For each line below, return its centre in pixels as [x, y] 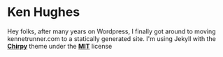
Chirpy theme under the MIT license [60, 46]
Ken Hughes [44, 12]
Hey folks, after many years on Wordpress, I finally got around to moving [111, 31]
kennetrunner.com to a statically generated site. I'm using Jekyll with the [112, 38]
